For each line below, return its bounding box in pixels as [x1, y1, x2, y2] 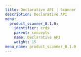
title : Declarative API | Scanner [5, 7, 77, 12]
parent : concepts [14, 30, 50, 35]
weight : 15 [14, 40, 37, 45]
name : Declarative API [14, 35, 61, 40]
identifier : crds [14, 26, 50, 31]
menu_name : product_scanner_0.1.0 [5, 44, 77, 49]
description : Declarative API [5, 12, 68, 17]
